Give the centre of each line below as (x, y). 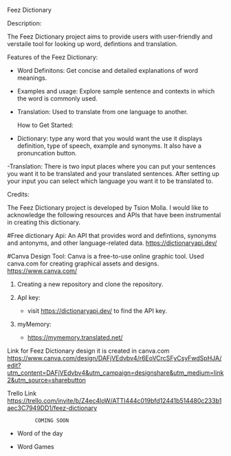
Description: (24, 23)
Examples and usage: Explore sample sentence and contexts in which (116, 91)
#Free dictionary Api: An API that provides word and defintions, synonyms (112, 236)
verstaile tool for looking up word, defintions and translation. (92, 44)
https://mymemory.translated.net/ (75, 337)
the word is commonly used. (57, 98)
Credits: (18, 194)
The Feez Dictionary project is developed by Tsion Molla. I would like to (108, 208)
